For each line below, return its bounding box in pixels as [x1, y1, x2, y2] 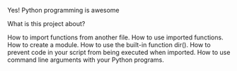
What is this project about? [7, 20, 86, 27]
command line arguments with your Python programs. [7, 56, 164, 64]
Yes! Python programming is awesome [7, 6, 120, 14]
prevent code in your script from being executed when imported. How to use [7, 49, 231, 56]
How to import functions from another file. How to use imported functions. [7, 33, 224, 41]
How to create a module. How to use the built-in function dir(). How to [7, 41, 211, 49]
